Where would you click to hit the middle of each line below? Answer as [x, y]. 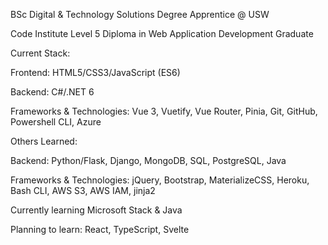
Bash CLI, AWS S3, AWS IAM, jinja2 [83, 190]
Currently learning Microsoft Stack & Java [96, 210]
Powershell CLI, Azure [56, 122]
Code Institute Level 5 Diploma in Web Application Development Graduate [162, 33]
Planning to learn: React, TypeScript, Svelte [100, 229]
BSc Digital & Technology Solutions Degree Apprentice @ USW [140, 14]
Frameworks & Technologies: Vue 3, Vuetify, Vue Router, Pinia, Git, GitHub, [164, 111]
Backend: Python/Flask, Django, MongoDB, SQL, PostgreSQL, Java [148, 160]
